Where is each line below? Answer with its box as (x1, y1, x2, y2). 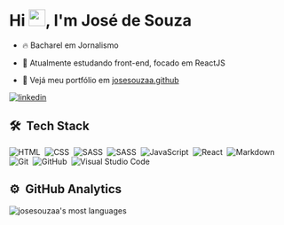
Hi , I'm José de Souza (9, 11, 193, 31)
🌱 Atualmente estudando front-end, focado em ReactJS (21, 58, 226, 68)
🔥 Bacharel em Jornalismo (21, 40, 119, 50)
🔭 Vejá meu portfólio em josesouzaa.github (21, 74, 179, 85)
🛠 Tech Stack (9, 119, 91, 134)
